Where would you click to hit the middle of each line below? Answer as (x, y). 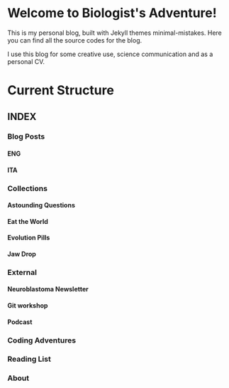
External (22, 272)
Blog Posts (26, 136)
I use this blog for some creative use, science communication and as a (110, 54)
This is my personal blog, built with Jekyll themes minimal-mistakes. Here (114, 33)
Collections (28, 188)
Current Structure (61, 91)
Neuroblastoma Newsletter (48, 289)
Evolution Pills (29, 238)
